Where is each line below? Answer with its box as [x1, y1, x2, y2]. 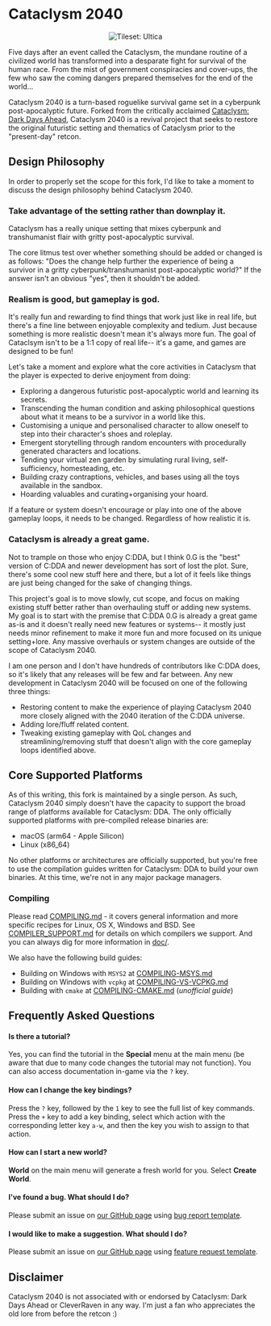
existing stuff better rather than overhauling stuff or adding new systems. [8, 602, 252, 612]
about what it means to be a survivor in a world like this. [19, 412, 206, 422]
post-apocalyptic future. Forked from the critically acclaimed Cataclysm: [8, 106, 250, 116]
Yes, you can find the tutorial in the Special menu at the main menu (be [8, 1050, 244, 1059]
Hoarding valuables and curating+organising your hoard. [19, 490, 209, 499]
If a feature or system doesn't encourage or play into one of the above [8, 505, 242, 515]
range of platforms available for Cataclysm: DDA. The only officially [8, 807, 232, 817]
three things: [8, 686, 51, 696]
